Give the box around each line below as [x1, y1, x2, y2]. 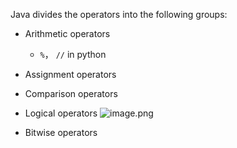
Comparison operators [24, 88, 118, 99]
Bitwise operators [24, 127, 98, 138]
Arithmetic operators [24, 28, 111, 39]
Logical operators [24, 107, 98, 119]
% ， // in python [39, 49, 107, 60]
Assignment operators [24, 69, 117, 80]
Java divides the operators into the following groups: [10, 9, 228, 20]
